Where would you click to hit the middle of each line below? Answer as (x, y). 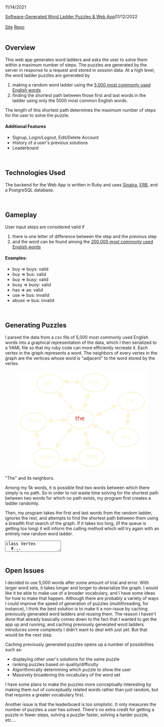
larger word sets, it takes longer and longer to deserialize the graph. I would (82, 588)
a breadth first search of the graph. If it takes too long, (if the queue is (76, 523)
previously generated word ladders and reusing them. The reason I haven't (81, 614)
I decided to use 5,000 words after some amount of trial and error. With (77, 582)
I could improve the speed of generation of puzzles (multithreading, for (77, 603)
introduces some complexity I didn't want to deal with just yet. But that (76, 630)
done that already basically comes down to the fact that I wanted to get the (81, 619)
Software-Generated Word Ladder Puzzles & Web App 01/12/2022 (71, 16)
